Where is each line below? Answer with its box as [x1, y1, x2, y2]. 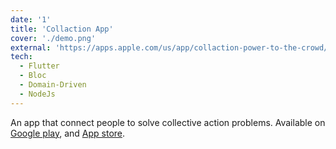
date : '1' [10, 14, 52, 25]
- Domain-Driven [19, 80, 87, 90]
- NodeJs [19, 89, 56, 99]
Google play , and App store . [10, 127, 126, 139]
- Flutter [19, 61, 60, 71]
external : [10, 42, 52, 53]
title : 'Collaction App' [10, 24, 114, 34]
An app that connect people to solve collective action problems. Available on [10, 116, 326, 128]
